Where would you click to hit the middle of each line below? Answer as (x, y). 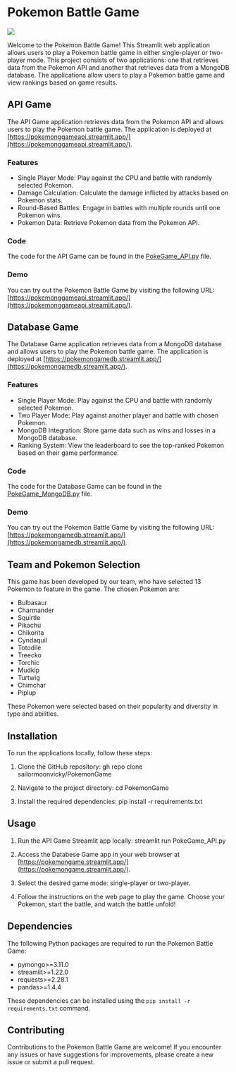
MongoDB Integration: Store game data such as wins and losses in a (117, 430)
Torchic (29, 663)
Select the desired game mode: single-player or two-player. (104, 883)
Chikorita (31, 633)
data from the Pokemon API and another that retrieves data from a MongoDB (118, 67)
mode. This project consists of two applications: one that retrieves (123, 60)
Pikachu (29, 626)
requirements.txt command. (49, 1008)
